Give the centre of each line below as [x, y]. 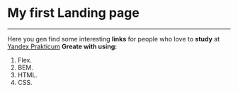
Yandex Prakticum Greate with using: [62, 46]
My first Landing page [73, 13]
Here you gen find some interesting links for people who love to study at [114, 39]
